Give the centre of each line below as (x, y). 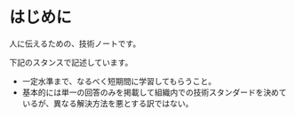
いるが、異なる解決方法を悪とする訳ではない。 (108, 103)
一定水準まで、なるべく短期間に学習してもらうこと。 (119, 81)
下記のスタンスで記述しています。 (71, 62)
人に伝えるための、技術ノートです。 (75, 43)
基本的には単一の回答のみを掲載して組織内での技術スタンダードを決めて (154, 92)
